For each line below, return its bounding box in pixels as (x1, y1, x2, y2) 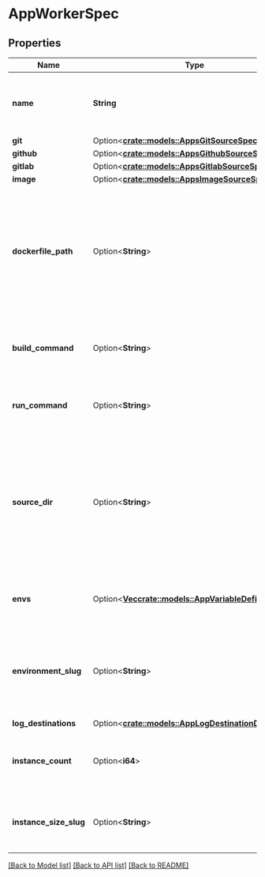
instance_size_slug (12, 817, 85, 827)
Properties (8, 36, 62, 50)
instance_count (12, 755, 73, 766)
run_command (12, 400, 68, 411)
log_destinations (12, 718, 77, 728)
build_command (12, 343, 74, 353)
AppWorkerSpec (8, 5, 120, 23)
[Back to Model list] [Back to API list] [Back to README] (8, 860, 189, 870)
